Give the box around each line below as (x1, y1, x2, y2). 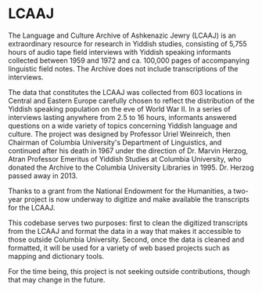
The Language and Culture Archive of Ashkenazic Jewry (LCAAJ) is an (8, 31, 236, 40)
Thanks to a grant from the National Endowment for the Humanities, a (8, 186, 232, 195)
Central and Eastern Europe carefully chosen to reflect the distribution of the (8, 96, 255, 105)
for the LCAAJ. (8, 203, 56, 212)
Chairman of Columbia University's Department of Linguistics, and (8, 137, 222, 147)
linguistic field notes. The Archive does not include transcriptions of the (8, 64, 239, 73)
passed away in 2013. (8, 170, 78, 181)
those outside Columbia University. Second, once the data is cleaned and (8, 235, 245, 244)
